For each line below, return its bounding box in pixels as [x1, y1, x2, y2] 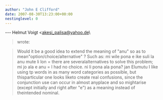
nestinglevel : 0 [5, 16, 38, 21]
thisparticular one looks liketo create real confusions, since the [17, 74, 143, 80]
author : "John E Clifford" [5, 7, 60, 12]
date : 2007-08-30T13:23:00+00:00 [5, 12, 73, 17]
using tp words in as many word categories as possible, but [17, 69, 136, 75]
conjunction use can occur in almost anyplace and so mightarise [17, 80, 146, 85]
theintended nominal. [17, 90, 60, 96]
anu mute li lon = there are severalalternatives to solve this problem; [17, 59, 153, 65]
